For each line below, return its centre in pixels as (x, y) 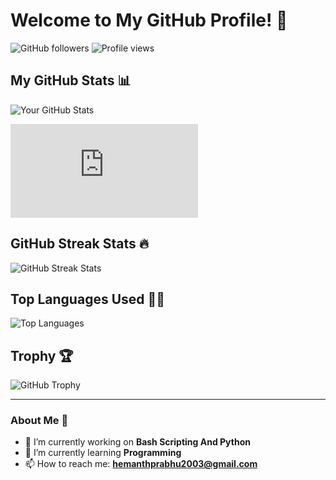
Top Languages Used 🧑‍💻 (88, 299)
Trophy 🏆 (42, 355)
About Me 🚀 (39, 421)
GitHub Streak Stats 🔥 (80, 244)
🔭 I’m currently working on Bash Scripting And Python (137, 442)
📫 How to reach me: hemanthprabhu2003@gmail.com (141, 464)
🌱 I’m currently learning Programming (103, 453)
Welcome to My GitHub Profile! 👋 (149, 20)
